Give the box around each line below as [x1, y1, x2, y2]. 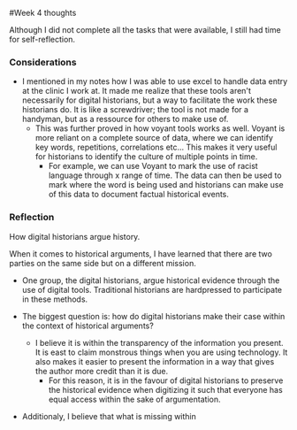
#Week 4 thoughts [9, 8, 77, 18]
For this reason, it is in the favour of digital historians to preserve [48, 375, 284, 386]
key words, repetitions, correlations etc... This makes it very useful [34, 142, 278, 153]
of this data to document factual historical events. [48, 189, 230, 200]
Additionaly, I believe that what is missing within [21, 411, 197, 421]
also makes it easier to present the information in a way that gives [34, 356, 275, 366]
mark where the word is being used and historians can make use [48, 180, 285, 190]
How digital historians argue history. [9, 231, 141, 242]
